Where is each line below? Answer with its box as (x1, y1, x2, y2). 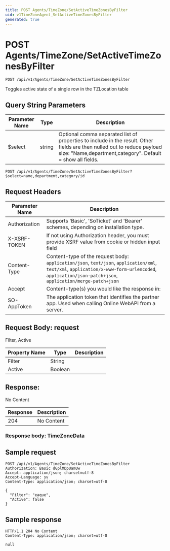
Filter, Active (5, 337, 31, 343)
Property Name (8, 349, 46, 356)
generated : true (5, 17, 39, 22)
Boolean (50, 366, 70, 373)
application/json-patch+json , (46, 272, 118, 279)
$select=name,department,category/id (5, 174, 85, 179)
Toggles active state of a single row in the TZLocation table (5, 86, 129, 92)
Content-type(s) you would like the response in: (46, 285, 161, 292)
